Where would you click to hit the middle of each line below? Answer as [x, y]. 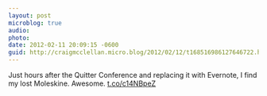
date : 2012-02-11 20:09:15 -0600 [64, 45]
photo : [19, 38]
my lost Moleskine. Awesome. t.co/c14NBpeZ [82, 83]
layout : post [30, 15]
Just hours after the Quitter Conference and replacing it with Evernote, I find [133, 75]
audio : [19, 30]
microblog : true [35, 23]
